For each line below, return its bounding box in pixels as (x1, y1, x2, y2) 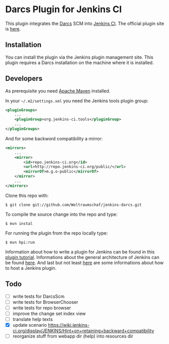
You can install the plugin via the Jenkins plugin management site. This (5, 54, 154, 60)
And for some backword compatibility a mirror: (5, 135, 103, 141)
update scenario (12, 322, 47, 328)
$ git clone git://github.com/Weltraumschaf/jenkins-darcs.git (5, 202, 142, 207)
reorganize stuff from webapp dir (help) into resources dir (12, 333, 133, 339)
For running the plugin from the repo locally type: (5, 230, 108, 236)
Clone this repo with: (5, 192, 49, 198)
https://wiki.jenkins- (48, 322, 90, 328)
